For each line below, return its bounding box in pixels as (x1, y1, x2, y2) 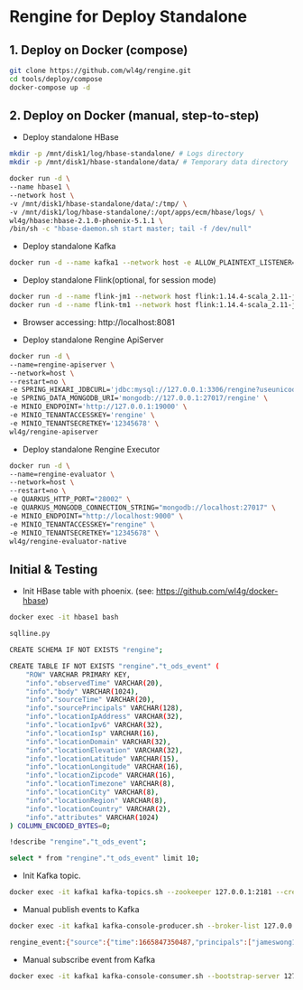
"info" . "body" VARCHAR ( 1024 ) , (25, 686, 140, 696)
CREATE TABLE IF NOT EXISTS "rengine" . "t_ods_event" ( (9, 661, 220, 670)
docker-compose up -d (9, 83, 91, 92)
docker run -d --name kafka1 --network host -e (9, 258, 192, 267)
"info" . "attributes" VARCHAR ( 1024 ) (25, 813, 160, 822)
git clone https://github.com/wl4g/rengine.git (9, 66, 192, 75)
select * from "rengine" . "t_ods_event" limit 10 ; (9, 854, 200, 864)
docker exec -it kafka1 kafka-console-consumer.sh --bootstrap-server (9, 971, 280, 981)
